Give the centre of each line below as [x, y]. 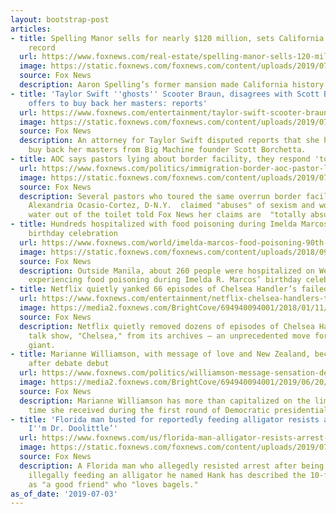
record [42, 47]
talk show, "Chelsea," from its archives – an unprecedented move [169, 336]
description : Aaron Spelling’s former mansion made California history [172, 85]
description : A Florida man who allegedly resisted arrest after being [172, 466]
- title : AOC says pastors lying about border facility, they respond [160, 159]
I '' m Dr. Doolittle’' [73, 429]
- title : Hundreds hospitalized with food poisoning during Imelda [154, 224]
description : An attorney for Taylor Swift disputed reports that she [169, 141]
